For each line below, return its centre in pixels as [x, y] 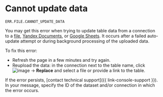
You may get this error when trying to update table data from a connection [80, 30]
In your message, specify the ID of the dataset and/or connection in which [80, 85]
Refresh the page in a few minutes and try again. [61, 60]
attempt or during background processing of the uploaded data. [85, 41]
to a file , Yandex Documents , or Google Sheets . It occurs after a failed [76, 36]
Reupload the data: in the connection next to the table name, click [79, 65]
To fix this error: [21, 50]
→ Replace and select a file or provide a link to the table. [88, 70]
